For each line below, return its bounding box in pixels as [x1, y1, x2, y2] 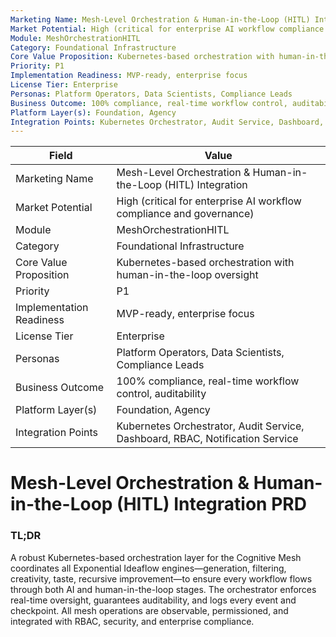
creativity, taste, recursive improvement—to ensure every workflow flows [10, 572, 313, 585]
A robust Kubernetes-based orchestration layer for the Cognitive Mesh [10, 551, 302, 563]
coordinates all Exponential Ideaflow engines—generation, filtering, [10, 562, 287, 574]
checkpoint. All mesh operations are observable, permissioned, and [10, 604, 289, 616]
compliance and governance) [116, 207, 255, 221]
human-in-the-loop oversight [116, 268, 259, 282]
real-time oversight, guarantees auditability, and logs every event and [10, 594, 297, 606]
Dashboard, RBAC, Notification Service [116, 432, 299, 446]
